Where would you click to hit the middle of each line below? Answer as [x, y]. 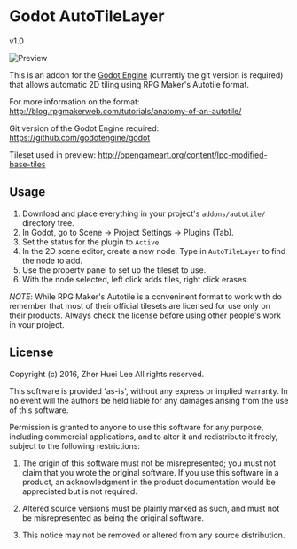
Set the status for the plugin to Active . [92, 242]
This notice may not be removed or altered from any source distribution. [153, 535]
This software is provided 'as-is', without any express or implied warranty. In [148, 390]
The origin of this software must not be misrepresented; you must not [149, 463]
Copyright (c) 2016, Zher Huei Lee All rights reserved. [107, 374]
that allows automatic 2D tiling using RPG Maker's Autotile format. [129, 84]
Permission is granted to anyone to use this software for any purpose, [137, 427]
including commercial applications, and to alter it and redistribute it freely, [144, 437]
